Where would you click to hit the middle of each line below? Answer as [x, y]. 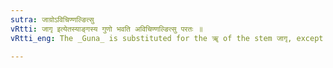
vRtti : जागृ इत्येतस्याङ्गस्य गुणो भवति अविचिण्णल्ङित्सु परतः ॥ [106, 29]
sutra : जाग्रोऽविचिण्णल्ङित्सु [52, 19]
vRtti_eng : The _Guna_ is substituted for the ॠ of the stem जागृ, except [167, 38]
